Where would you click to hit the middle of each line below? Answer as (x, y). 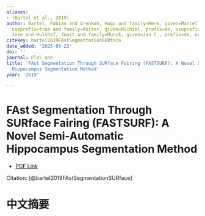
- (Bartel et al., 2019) (38, 18)
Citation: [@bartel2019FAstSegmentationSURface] (69, 178)
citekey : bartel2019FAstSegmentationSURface (64, 40)
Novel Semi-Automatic (65, 136)
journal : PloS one (30, 58)
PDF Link (27, 166)
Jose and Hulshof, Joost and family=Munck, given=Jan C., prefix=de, (102, 35)
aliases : (17, 12)
